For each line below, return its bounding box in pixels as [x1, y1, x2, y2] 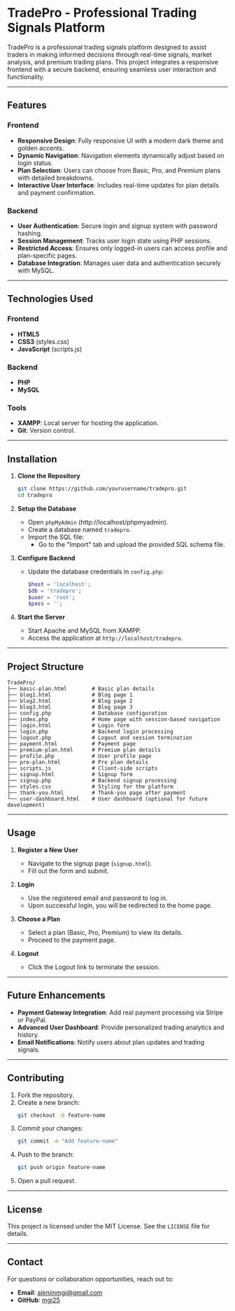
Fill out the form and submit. [27, 866, 110, 875]
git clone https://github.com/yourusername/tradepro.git [17, 485, 187, 492]
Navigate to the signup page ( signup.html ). [27, 859, 152, 868]
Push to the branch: [17, 1150, 75, 1159]
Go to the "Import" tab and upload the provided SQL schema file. [38, 540, 225, 548]
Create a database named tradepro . [27, 525, 131, 533]
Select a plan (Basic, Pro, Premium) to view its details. [27, 928, 183, 936]
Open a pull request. [17, 1177, 77, 1185]
